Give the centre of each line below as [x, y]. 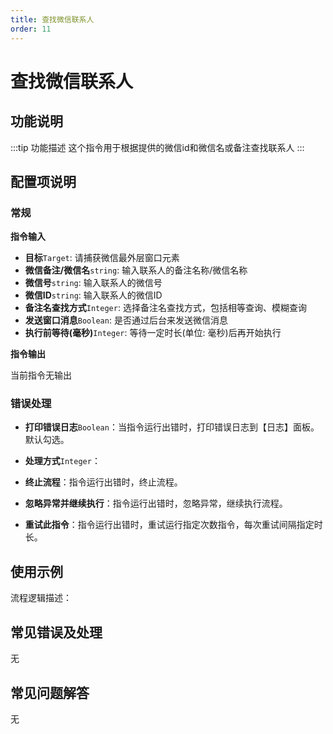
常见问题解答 [50, 692]
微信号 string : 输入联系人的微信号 [93, 283]
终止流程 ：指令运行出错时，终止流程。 [103, 482]
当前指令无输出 [41, 375]
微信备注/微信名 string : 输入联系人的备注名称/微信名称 [136, 270]
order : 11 [31, 29]
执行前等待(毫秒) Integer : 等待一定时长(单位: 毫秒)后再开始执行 [153, 333]
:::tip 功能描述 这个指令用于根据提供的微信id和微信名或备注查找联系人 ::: [157, 147]
